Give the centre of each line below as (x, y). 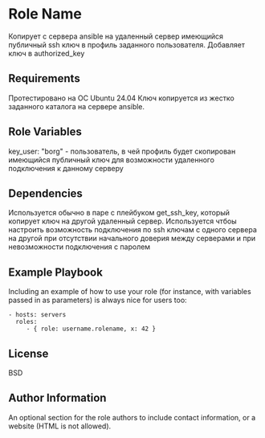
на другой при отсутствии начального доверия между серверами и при (132, 239)
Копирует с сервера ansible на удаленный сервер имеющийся (116, 36)
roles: (26, 322)
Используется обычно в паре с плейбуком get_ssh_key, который (119, 213)
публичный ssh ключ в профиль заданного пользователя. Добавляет (127, 44)
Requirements (44, 78)
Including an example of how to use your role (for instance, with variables (130, 292)
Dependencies (45, 193)
